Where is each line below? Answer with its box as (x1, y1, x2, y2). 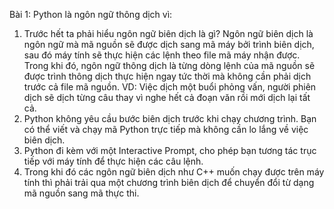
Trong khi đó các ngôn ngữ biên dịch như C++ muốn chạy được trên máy (23, 166, 325, 178)
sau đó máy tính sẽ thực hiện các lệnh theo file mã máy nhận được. (23, 49, 301, 61)
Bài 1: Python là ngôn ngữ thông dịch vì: (9, 9, 173, 20)
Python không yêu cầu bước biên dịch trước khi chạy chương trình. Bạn (23, 113, 317, 124)
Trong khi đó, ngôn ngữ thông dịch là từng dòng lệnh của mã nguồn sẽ (23, 60, 316, 71)
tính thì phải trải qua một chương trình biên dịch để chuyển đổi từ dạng (23, 177, 315, 188)
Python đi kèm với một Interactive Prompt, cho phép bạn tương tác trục (23, 145, 317, 156)
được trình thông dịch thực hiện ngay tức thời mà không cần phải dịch (23, 70, 312, 82)
